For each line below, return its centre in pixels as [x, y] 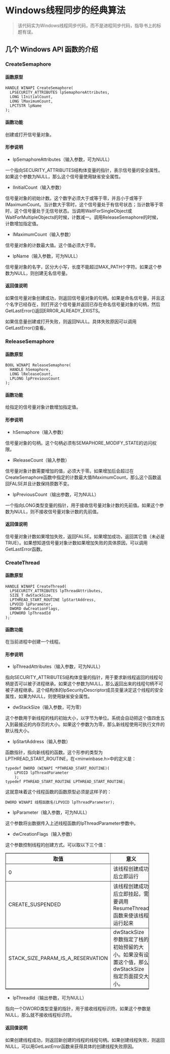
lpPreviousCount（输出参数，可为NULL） [56, 494]
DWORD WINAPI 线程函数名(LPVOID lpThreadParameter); [60, 802]
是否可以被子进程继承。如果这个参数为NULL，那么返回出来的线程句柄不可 [86, 684]
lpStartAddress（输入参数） [41, 742]
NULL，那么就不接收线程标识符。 [40, 1015]
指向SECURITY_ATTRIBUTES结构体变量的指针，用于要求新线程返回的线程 [82, 678]
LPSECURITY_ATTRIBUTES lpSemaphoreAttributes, [60, 93]
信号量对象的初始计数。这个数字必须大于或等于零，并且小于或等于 [74, 198]
